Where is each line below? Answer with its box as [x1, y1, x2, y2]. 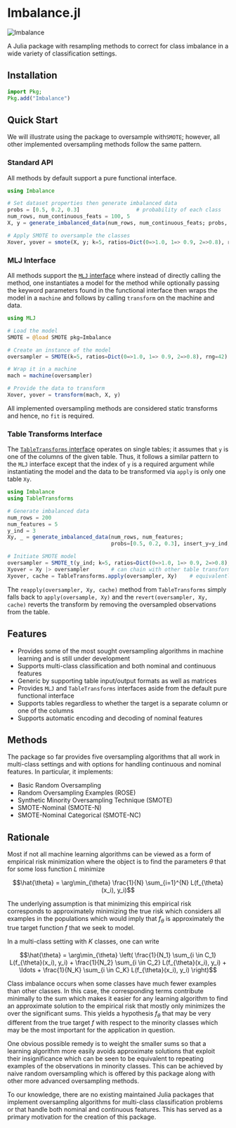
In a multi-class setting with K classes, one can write [7, 937, 159, 945]
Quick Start [7, 114, 58, 126]
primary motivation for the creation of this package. [7, 1113, 157, 1121]
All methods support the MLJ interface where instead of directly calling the [7, 272, 221, 280]
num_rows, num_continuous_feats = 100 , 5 [7, 213, 131, 220]
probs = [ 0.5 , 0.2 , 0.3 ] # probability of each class [7, 206, 221, 213]
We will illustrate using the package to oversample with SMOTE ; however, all [7, 133, 220, 141]
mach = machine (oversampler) [7, 372, 93, 380]
